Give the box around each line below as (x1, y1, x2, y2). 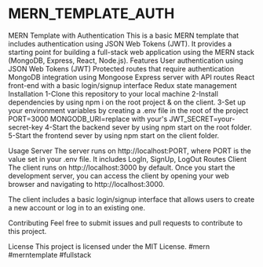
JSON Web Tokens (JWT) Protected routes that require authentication (8, 64, 234, 73)
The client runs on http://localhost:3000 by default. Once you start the (8, 163, 236, 172)
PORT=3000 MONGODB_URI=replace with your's (8, 114, 168, 123)
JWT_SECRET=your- (168, 114, 236, 123)
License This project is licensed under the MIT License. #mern (8, 241, 210, 251)
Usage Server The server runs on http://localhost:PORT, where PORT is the (8, 146, 251, 155)
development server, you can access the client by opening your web (8, 170, 229, 181)
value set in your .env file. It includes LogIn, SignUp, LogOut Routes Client (8, 154, 247, 163)
